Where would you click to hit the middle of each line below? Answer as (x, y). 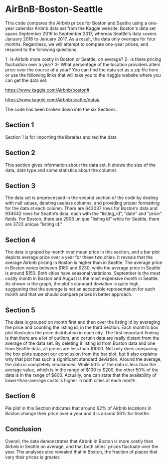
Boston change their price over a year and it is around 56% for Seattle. (78, 413)
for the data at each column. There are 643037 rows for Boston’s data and (82, 209)
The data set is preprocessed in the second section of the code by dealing (82, 198)
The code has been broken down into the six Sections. (61, 109)
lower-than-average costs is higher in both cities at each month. (71, 380)
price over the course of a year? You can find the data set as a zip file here (82, 70)
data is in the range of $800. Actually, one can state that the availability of (81, 375)
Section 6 (20, 396)
